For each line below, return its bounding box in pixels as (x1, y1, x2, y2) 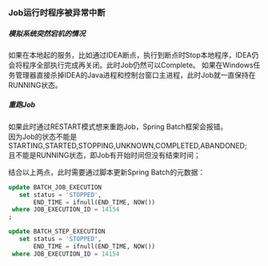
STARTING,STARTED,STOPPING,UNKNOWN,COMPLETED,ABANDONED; (8, 140, 247, 150)
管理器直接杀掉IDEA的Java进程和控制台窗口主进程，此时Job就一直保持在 (14, 70, 256, 79)
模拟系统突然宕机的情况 (8, 28, 86, 38)
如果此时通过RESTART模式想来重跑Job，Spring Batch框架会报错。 (8, 122, 228, 131)
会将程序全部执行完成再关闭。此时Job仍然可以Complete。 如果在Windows (8, 60, 254, 70)
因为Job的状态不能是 (8, 131, 78, 141)
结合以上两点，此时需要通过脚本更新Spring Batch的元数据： (8, 167, 206, 177)
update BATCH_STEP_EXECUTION (8, 228, 106, 236)
